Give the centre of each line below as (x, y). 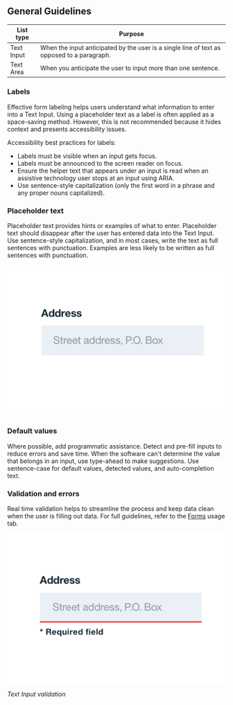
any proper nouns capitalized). (61, 193)
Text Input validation (36, 694)
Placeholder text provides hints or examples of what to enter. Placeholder (112, 225)
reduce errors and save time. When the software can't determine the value (114, 453)
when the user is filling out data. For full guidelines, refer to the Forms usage (116, 516)
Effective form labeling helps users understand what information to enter (111, 107)
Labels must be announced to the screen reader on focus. (100, 163)
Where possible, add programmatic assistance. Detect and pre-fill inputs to (114, 446)
